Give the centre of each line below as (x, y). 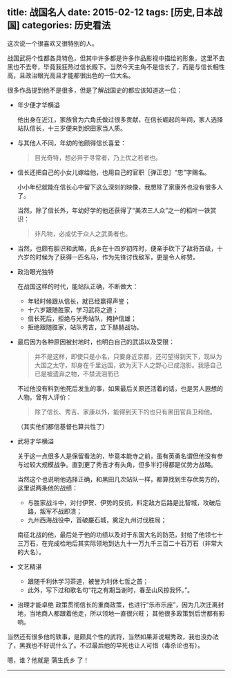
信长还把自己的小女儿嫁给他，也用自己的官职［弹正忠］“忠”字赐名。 (114, 172)
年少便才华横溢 (38, 104)
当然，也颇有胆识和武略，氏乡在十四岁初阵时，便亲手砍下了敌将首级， (117, 248)
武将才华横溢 (35, 441)
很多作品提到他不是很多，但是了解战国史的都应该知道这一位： (95, 90)
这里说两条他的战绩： (47, 488)
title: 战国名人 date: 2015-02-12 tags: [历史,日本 (110, 12)
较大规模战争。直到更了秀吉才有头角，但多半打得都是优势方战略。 (123, 464)
